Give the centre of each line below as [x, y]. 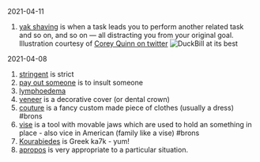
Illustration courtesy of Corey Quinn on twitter [93, 43]
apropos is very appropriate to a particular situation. [104, 150]
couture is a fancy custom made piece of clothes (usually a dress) [126, 107]
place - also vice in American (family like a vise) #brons [109, 133]
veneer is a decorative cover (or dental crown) [94, 99]
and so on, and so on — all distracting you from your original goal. [126, 35]
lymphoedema [42, 91]
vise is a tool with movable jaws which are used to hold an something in [135, 124]
